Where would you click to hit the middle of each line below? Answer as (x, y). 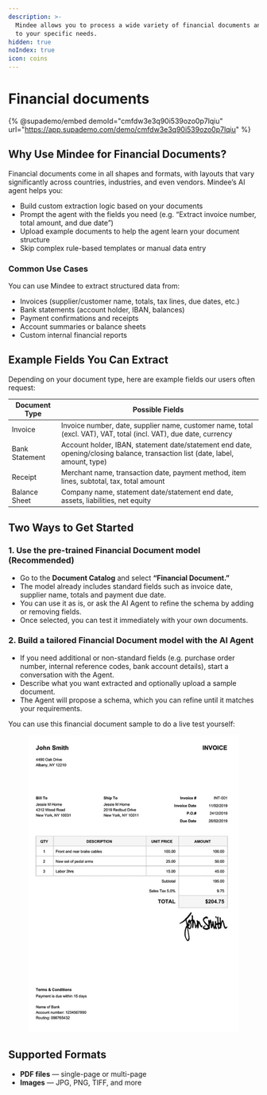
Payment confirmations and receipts (79, 319)
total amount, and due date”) (66, 222)
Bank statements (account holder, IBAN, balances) (102, 310)
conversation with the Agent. (67, 675)
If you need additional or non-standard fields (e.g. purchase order (128, 658)
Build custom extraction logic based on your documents (111, 206)
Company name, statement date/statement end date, (147, 492)
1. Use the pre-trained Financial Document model (104, 551)
